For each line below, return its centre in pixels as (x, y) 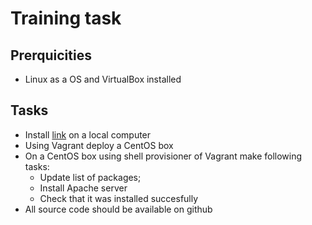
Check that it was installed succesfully (119, 198)
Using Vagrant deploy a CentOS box (99, 145)
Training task (66, 18)
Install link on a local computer (88, 134)
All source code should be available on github (118, 209)
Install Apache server (83, 188)
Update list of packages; (90, 177)
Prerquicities (51, 55)
